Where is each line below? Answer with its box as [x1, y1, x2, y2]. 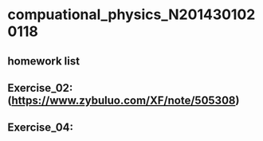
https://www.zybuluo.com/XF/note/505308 [10, 93, 236, 107]
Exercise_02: [7, 81, 73, 95]
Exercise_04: [7, 121, 73, 135]
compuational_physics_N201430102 [7, 6, 256, 24]
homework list [7, 54, 80, 68]
